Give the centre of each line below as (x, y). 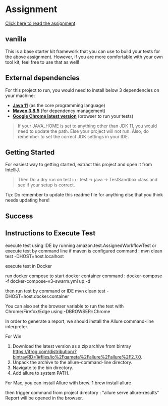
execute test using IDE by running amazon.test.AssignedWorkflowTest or (81, 245)
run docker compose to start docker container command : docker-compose (84, 276)
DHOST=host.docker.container (37, 296)
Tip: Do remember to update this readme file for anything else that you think (84, 195)
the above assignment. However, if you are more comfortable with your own (84, 57)
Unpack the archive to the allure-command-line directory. (72, 362)
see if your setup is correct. (46, 185)
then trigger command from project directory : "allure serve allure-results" (82, 392)
